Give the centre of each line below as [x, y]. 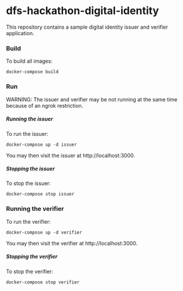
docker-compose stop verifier [43, 282]
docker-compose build [32, 72]
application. [20, 33]
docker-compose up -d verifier [44, 232]
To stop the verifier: [30, 271]
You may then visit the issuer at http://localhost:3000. [71, 155]
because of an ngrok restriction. [45, 105]
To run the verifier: [28, 221]
